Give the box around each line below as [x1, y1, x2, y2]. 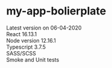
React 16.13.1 [6, 30, 37, 37]
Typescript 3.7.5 [6, 43, 46, 51]
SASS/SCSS [6, 49, 36, 57]
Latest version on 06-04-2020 [6, 24, 82, 31]
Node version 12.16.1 [6, 37, 56, 44]
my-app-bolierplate [6, 4, 107, 18]
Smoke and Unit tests [6, 56, 60, 63]
